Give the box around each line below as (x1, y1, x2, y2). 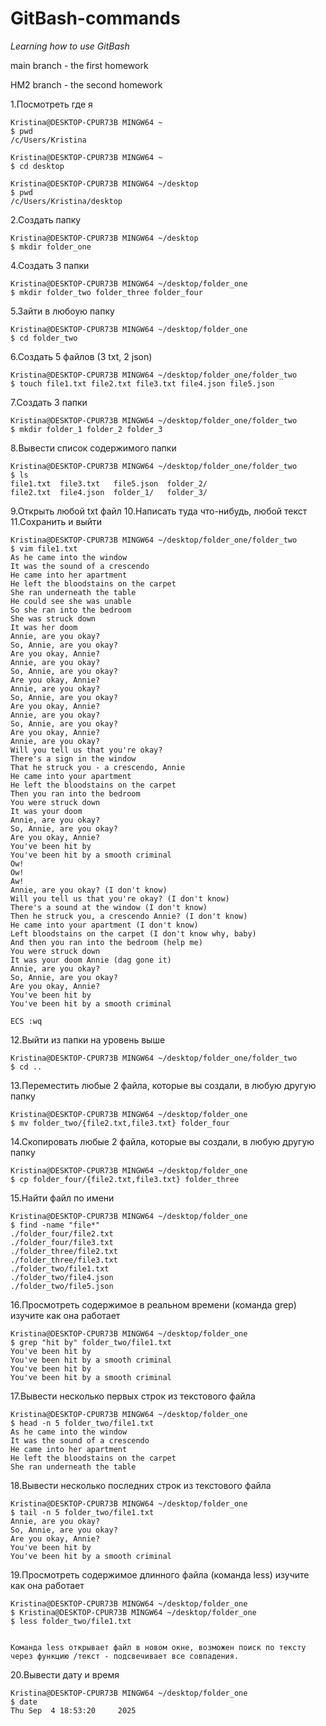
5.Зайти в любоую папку (10, 305, 115, 317)
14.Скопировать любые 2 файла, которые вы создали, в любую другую (10, 1135, 315, 1147)
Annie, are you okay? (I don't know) (10, 885, 168, 895)
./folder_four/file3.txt (10, 1237, 114, 1247)
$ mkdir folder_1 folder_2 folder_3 (10, 424, 163, 434)
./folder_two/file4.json (10, 1272, 114, 1282)
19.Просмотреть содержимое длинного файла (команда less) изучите (10, 1568, 310, 1581)
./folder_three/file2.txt (10, 1246, 118, 1256)
